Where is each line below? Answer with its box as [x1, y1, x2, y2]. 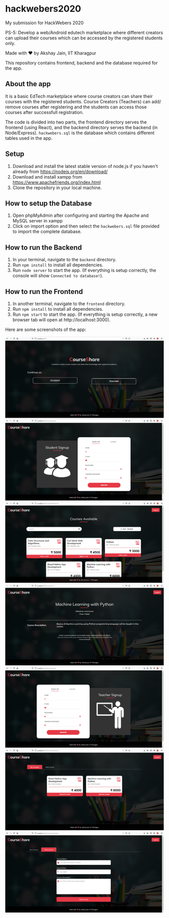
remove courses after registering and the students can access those [5, 104, 147, 110]
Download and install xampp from [12, 174, 82, 180]
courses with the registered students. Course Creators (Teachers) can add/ [5, 98, 161, 104]
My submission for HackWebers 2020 [5, 20, 84, 26]
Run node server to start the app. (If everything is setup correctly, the [12, 267, 156, 273]
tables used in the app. [5, 135, 53, 141]
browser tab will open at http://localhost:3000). [12, 317, 111, 323]
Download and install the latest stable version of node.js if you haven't [12, 163, 158, 169]
